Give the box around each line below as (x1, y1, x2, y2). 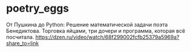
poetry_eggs (6, 2, 69, 15)
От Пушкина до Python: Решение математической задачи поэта (6, 21, 168, 28)
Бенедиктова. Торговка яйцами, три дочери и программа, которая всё (6, 27, 185, 34)
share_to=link (6, 40, 39, 47)
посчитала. (6, 33, 34, 40)
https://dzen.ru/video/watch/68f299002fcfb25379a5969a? (35, 33, 180, 40)
